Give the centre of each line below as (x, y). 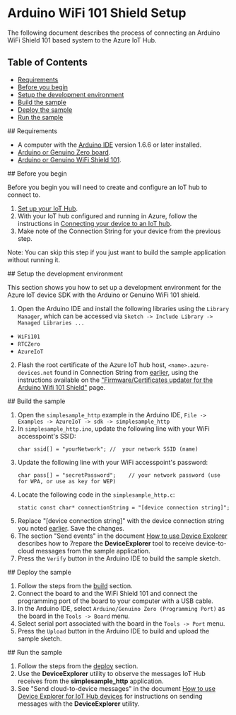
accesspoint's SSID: (47, 436)
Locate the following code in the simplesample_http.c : (96, 495)
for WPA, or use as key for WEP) (67, 481)
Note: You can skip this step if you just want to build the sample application (117, 252)
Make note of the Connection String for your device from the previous (119, 231)
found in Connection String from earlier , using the (126, 372)
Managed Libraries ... (51, 323)
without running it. (34, 259)
